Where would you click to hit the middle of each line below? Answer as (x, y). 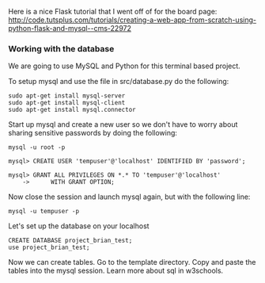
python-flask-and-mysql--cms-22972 (70, 28)
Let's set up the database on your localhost (79, 226)
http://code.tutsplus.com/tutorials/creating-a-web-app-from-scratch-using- (132, 20)
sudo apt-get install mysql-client (67, 103)
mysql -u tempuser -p (44, 212)
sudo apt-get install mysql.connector (72, 110)
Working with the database (61, 48)
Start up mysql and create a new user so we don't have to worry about (123, 124)
